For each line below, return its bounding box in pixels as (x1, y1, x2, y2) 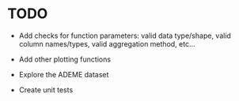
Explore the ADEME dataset (18, 69, 109, 79)
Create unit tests (18, 84, 74, 95)
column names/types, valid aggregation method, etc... (18, 39, 195, 48)
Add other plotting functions (18, 54, 112, 64)
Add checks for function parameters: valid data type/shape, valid (18, 31, 231, 40)
